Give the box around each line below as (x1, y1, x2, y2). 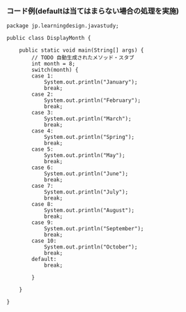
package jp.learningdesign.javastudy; (6, 22, 119, 29)
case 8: (31, 201, 54, 208)
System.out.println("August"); (43, 207, 135, 214)
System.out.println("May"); (43, 152, 126, 159)
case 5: (31, 146, 54, 153)
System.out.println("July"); (43, 188, 129, 196)
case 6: (31, 164, 54, 172)
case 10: (31, 237, 57, 245)
